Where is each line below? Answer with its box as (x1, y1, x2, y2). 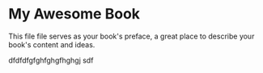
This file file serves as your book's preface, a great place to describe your (8, 31, 255, 41)
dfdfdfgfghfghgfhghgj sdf (8, 55, 94, 65)
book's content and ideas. (8, 39, 95, 49)
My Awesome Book (8, 5, 140, 23)
